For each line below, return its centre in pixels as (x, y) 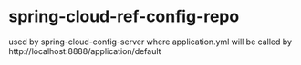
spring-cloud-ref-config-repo (124, 17)
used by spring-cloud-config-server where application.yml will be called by (150, 42)
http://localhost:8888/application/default (85, 51)
